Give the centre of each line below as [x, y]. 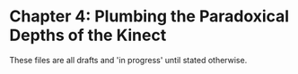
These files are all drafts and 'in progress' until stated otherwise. [128, 60]
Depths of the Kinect [88, 35]
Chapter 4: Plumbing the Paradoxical [149, 16]
